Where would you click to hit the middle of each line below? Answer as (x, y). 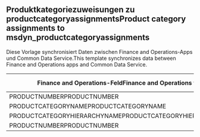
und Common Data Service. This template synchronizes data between (91, 58)
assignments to (36, 28)
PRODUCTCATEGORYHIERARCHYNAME (65, 116)
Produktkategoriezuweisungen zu (71, 10)
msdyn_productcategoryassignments (78, 38)
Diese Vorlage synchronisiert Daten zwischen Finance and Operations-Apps (99, 52)
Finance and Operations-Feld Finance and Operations (115, 82)
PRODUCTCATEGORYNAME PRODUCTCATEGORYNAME (88, 106)
